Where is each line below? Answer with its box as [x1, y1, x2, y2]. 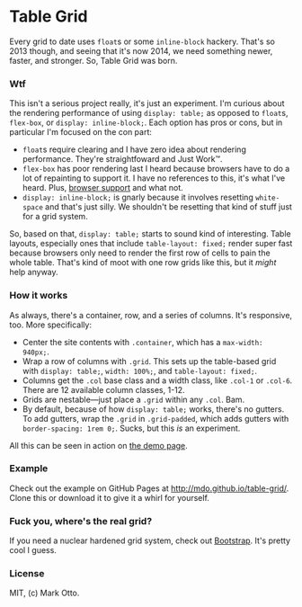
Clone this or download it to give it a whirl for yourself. [9, 492, 209, 503]
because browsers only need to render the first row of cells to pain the [9, 247, 271, 258]
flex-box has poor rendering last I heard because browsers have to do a [22, 164, 290, 174]
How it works [9, 290, 68, 302]
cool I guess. [9, 545, 57, 556]
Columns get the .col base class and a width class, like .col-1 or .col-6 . [22, 375, 293, 386]
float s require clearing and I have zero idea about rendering [22, 144, 247, 155]
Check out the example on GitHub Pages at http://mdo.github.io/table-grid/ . [9, 483, 289, 494]
